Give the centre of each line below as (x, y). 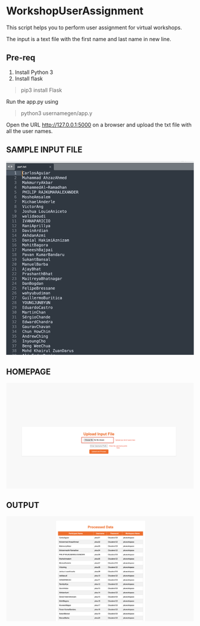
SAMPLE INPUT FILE (44, 150)
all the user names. (29, 131)
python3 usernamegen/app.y (57, 113)
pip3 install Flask (41, 90)
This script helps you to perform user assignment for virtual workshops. (94, 27)
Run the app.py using (32, 101)
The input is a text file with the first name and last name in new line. (89, 39)
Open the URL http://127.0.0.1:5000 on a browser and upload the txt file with (99, 125)
